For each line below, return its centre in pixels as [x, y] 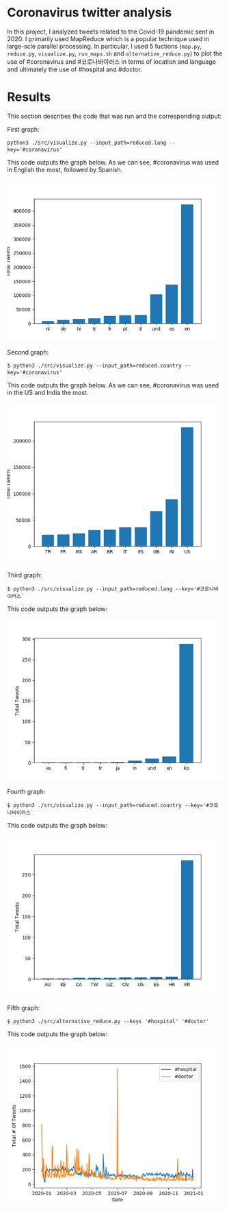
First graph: [23, 129]
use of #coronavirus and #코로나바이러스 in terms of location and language [112, 61]
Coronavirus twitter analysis [90, 13]
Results [29, 97]
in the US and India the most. [48, 392]
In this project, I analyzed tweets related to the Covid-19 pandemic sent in [111, 32]
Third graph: [25, 575]
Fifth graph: [23, 1008]
